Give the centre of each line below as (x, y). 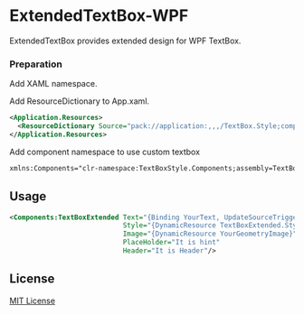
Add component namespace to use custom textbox (105, 152)
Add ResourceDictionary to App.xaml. (80, 101)
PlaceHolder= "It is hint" (171, 243)
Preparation (36, 64)
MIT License (33, 300)
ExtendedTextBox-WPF (99, 16)
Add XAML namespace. (53, 84)
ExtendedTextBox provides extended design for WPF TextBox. (125, 41)
